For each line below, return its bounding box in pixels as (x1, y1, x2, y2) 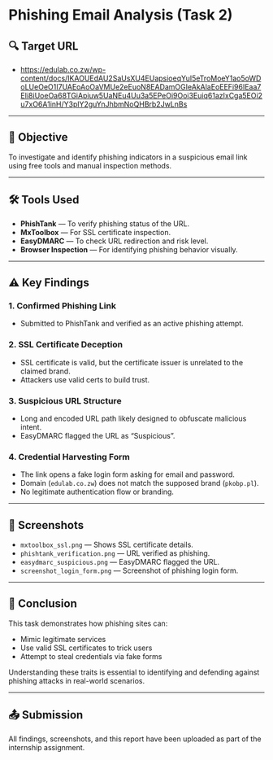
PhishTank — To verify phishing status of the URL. (19, 218, 189, 229)
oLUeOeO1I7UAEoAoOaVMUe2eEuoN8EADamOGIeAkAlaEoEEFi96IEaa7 (19, 82, 262, 91)
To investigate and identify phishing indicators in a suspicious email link (8, 152, 248, 162)
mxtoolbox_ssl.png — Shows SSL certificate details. (19, 539, 193, 550)
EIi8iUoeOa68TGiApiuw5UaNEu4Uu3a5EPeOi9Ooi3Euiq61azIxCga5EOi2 (19, 91, 262, 100)
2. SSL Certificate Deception (8, 339, 123, 351)
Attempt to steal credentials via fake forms (19, 651, 162, 661)
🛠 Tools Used (8, 193, 80, 207)
